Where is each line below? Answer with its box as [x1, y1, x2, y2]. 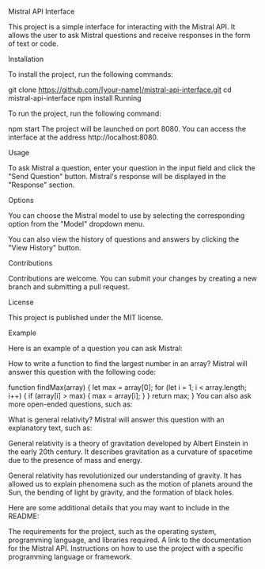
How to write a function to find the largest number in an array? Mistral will [8, 359, 248, 368]
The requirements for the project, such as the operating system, [8, 527, 217, 536]
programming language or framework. [8, 552, 133, 561]
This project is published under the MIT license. [8, 313, 164, 322]
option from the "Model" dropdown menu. [8, 220, 145, 228]
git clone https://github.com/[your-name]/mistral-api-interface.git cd [8, 85, 232, 94]
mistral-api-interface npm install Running [8, 94, 142, 102]
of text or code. [8, 39, 59, 48]
